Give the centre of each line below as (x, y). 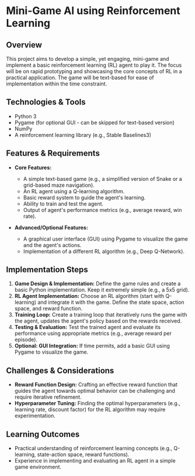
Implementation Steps (47, 270)
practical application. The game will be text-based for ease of (80, 78)
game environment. (38, 467)
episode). (26, 340)
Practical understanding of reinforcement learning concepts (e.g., (93, 448)
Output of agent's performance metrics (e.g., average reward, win (102, 210)
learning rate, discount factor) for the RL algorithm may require (90, 410)
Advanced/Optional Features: (51, 227)
